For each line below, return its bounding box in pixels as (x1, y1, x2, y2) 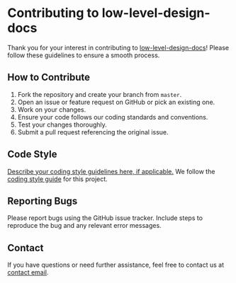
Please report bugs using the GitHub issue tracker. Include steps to (7, 214, 203, 222)
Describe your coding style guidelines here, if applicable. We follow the (7, 167, 215, 175)
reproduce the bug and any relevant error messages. (7, 221, 162, 230)
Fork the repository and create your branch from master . (17, 90, 182, 98)
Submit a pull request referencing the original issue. (17, 127, 169, 136)
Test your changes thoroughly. (17, 120, 108, 129)
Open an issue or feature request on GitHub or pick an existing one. (17, 98, 215, 106)
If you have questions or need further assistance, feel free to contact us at (7, 260, 225, 270)
